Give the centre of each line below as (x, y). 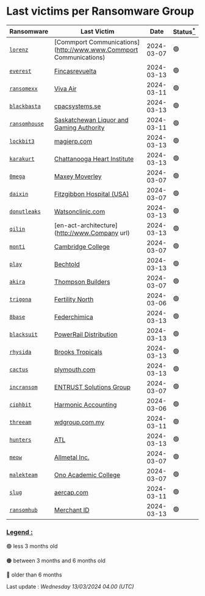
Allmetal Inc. (72, 457)
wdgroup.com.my (79, 423)
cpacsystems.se (77, 106)
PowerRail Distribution (86, 335)
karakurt (22, 159)
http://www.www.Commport (97, 50)
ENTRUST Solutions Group (92, 387)
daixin (19, 194)
